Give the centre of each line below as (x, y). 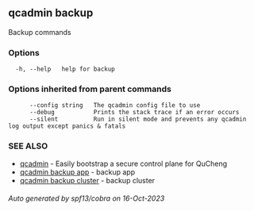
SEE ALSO (28, 146)
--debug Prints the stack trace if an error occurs (134, 113)
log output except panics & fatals (67, 126)
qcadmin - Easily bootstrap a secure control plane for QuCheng (123, 163)
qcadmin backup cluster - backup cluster (87, 180)
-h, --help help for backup (65, 69)
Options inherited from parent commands (90, 89)
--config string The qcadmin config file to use (115, 105)
